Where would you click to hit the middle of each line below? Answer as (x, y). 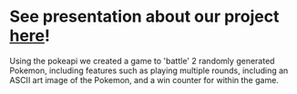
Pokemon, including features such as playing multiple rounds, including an (149, 70)
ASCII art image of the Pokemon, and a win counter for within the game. (144, 80)
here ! (30, 36)
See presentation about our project (144, 17)
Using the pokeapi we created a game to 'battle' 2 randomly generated (142, 61)
